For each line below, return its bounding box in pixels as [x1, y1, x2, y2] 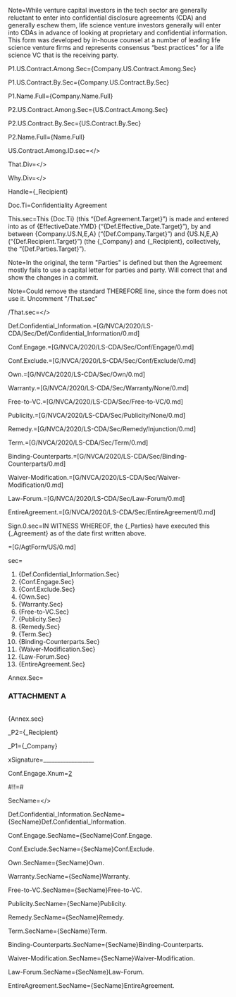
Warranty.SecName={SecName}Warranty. [8, 872, 130, 881]
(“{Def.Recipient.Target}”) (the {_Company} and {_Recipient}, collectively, [8, 237, 221, 245]
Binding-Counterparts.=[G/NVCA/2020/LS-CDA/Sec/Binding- [8, 452, 187, 460]
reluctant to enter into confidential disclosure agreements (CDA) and [8, 13, 206, 22]
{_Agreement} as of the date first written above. [8, 529, 147, 538]
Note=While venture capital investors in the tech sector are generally [8, 6, 207, 14]
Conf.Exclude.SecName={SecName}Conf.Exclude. [8, 845, 154, 853]
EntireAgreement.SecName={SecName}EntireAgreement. [8, 981, 175, 990]
